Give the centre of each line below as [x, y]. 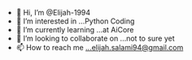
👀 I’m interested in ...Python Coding [75, 21]
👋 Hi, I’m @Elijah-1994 [53, 13]
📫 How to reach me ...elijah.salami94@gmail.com [100, 47]
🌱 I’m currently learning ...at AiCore [75, 30]
